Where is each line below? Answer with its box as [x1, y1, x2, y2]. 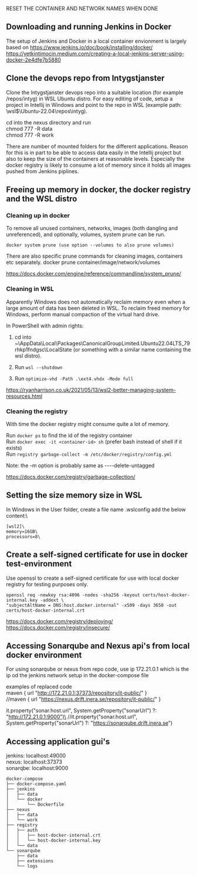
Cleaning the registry [6, 407, 68, 415]
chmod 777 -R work [6, 131, 54, 138]
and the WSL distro [6, 194, 77, 204]
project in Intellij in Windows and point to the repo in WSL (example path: [6, 101, 182, 108]
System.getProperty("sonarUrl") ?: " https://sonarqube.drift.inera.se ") [6, 719, 173, 727]
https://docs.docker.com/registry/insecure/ [6, 624, 110, 631]
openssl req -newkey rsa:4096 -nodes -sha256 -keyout [6, 592, 141, 598]
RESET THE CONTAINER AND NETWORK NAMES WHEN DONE [6, 5, 158, 12]
